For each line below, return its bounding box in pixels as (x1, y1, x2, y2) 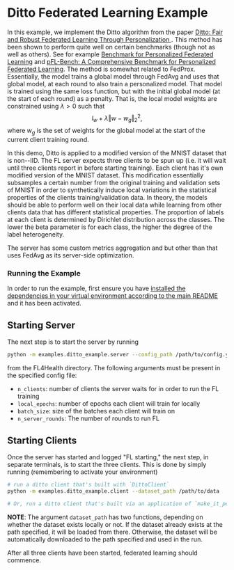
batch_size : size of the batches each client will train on (17, 407, 175, 415)
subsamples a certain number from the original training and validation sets (7, 179, 221, 187)
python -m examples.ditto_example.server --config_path (7, 351, 173, 358)
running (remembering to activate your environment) (7, 468, 158, 476)
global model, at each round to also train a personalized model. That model (7, 79, 223, 88)
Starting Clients (7, 434, 77, 446)
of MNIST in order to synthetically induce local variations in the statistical (7, 186, 217, 194)
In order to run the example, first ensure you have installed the (7, 284, 186, 293)
